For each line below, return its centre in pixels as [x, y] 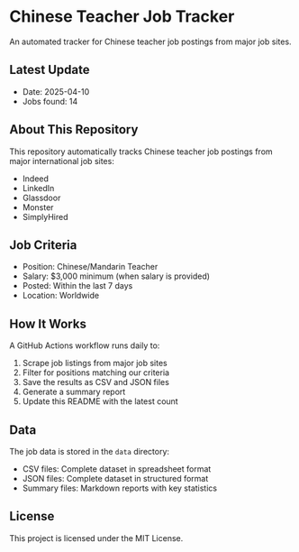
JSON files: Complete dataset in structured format [115, 478]
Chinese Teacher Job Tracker [122, 17]
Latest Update [50, 70]
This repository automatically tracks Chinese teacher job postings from [141, 152]
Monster [38, 207]
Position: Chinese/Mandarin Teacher [90, 267]
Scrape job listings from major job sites [95, 363]
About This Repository [74, 129]
